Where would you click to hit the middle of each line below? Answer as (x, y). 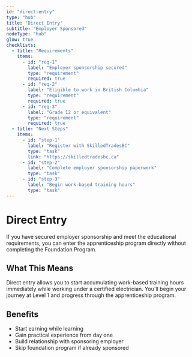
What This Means (40, 268)
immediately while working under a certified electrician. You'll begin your (96, 289)
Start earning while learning (49, 329)
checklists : (21, 46)
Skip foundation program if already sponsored (72, 348)
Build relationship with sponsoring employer (69, 341)
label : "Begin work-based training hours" (82, 185)
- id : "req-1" (40, 62)
